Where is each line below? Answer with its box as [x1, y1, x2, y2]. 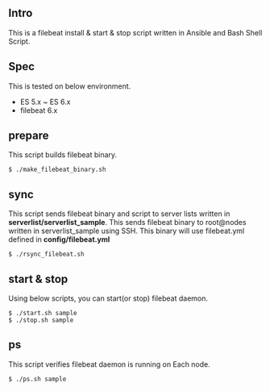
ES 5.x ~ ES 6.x [19, 97, 71, 106]
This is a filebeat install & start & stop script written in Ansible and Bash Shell [8, 27, 263, 37]
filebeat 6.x [19, 105, 58, 115]
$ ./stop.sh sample [8, 316, 74, 325]
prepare [8, 129, 49, 143]
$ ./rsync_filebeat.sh [8, 250, 85, 259]
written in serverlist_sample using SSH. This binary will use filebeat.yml [8, 226, 245, 236]
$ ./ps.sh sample [8, 375, 67, 383]
